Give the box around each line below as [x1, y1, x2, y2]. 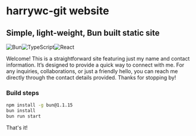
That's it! [6, 124, 28, 131]
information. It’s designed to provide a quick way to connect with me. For [6, 61, 185, 68]
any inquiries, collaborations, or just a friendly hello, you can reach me [6, 68, 178, 75]
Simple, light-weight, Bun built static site [6, 28, 160, 38]
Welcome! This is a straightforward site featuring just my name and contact [6, 55, 190, 62]
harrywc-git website [6, 4, 109, 18]
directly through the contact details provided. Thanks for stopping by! [6, 74, 176, 81]
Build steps [6, 88, 40, 97]
